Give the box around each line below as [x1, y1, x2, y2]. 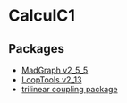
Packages [8, 41, 64, 56]
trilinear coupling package [21, 84, 118, 94]
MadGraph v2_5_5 [21, 64, 89, 75]
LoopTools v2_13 [21, 74, 82, 85]
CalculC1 [8, 5, 75, 26]
